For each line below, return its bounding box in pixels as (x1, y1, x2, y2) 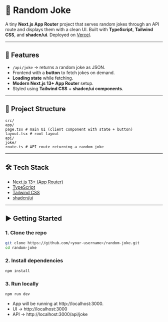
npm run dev (5, 291, 30, 297)
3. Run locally (5, 280, 39, 287)
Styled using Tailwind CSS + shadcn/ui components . (12, 85, 123, 92)
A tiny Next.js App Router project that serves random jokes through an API (5, 21, 159, 27)
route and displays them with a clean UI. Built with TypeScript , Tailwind (5, 26, 153, 32)
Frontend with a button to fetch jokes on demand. (12, 70, 115, 76)
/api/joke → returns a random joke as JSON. (12, 64, 105, 70)
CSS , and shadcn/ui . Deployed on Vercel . (5, 32, 91, 38)
